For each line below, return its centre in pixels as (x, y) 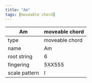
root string (20, 56)
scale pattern (24, 72)
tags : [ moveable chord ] (30, 15)
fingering (18, 64)
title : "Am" (18, 10)
